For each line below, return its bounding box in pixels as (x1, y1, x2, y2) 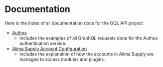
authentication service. (19, 40, 67, 46)
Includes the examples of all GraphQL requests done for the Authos (19, 35, 158, 41)
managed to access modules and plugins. (19, 56, 105, 62)
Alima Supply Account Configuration (11, 45, 87, 51)
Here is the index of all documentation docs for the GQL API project (4, 20, 143, 26)
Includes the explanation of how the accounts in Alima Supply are (19, 51, 154, 57)
